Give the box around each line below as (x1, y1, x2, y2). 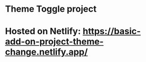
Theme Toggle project (5, 3, 97, 15)
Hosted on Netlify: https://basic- (5, 26, 141, 37)
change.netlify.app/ (5, 46, 88, 58)
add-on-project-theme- (5, 36, 104, 47)
